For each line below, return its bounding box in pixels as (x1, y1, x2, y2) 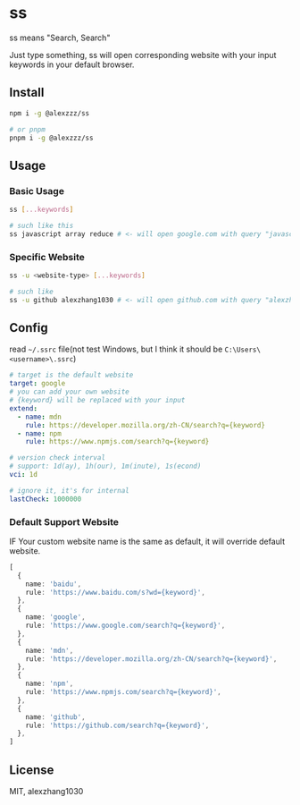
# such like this (9, 221, 74, 230)
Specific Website (9, 250, 85, 263)
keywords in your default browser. (9, 59, 135, 70)
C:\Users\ (224, 345, 262, 355)
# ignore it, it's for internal (9, 486, 129, 495)
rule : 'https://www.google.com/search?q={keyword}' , (25, 621, 226, 631)
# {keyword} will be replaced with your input (9, 396, 186, 405)
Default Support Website (9, 515, 119, 528)
